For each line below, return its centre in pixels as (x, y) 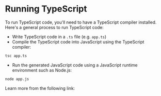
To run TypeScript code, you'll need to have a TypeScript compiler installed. (81, 22)
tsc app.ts (16, 56)
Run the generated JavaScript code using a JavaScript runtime (75, 65)
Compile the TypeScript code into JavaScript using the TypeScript (78, 41)
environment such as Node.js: (42, 70)
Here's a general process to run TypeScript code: (54, 27)
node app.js (17, 79)
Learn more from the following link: (40, 88)
